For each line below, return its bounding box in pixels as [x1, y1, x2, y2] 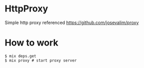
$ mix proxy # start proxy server [5, 58, 77, 63]
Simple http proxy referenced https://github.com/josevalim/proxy [5, 19, 139, 25]
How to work [5, 37, 59, 48]
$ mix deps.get [5, 53, 37, 58]
